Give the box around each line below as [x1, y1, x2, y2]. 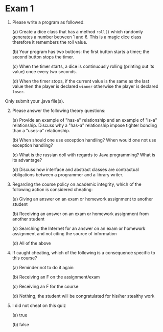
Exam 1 [5, 3, 34, 14]
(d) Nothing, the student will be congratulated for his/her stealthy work [12, 293, 155, 299]
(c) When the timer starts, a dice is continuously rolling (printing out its [12, 63, 155, 69]
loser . [12, 88, 25, 94]
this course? [12, 255, 38, 261]
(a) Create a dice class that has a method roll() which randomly [12, 28, 143, 34]
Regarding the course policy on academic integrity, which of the [12, 181, 142, 187]
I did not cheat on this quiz [12, 303, 66, 308]
